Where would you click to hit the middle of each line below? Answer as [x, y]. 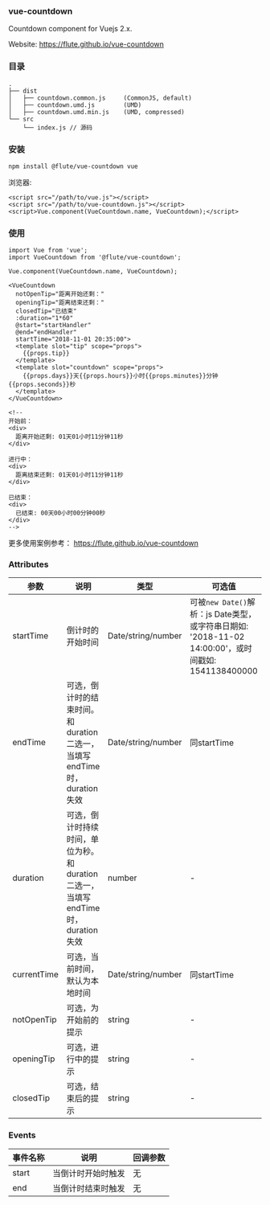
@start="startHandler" [53, 326]
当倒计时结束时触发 [89, 1188]
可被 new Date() [219, 602]
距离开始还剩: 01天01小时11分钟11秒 [70, 437]
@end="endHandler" [47, 332]
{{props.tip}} [46, 354]
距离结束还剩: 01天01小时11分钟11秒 [70, 475]
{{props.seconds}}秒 [42, 385]
